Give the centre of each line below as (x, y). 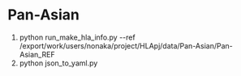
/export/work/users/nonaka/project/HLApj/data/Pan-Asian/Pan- (126, 45)
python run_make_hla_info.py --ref (77, 37)
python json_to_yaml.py (58, 63)
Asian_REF (37, 54)
